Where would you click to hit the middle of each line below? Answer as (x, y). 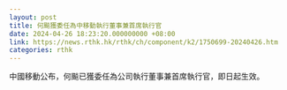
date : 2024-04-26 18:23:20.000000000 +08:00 (92, 34)
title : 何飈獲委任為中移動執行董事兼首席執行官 (86, 26)
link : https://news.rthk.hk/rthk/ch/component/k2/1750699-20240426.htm (143, 42)
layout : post (33, 17)
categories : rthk (41, 50)
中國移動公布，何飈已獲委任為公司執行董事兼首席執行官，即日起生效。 (137, 77)
